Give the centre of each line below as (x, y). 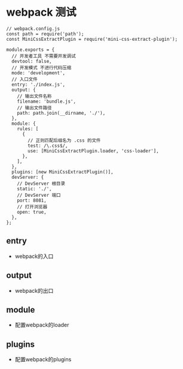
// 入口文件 (25, 79)
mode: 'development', (39, 73)
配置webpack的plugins (43, 359)
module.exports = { (30, 49)
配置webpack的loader (42, 325)
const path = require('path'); (45, 34)
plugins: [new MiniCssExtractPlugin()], (62, 172)
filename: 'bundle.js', (47, 101)
